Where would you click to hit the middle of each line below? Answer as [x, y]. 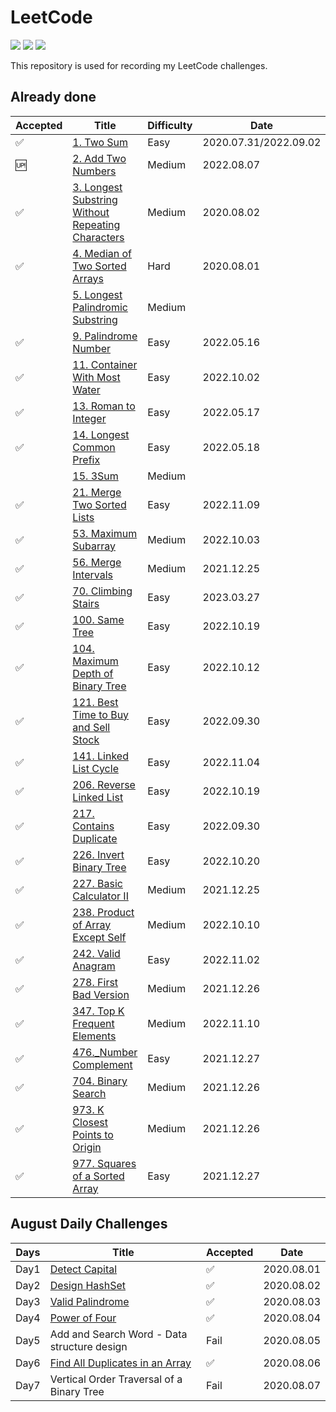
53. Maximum [105, 533]
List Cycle [95, 768]
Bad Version [101, 994]
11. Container [105, 364]
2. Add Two [99, 158]
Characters [98, 237]
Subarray [94, 546]
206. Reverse [104, 784]
